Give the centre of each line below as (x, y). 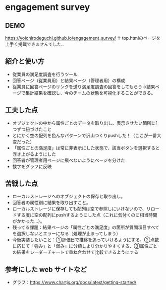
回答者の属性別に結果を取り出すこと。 (51, 203)
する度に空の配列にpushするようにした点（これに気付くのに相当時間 (87, 215)
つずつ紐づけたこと (32, 129)
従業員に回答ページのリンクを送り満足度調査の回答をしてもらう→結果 (83, 86)
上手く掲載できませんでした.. (34, 44)
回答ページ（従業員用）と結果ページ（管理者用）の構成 (69, 80)
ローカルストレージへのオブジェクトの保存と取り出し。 (69, 196)
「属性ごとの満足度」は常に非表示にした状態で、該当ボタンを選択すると (86, 147)
